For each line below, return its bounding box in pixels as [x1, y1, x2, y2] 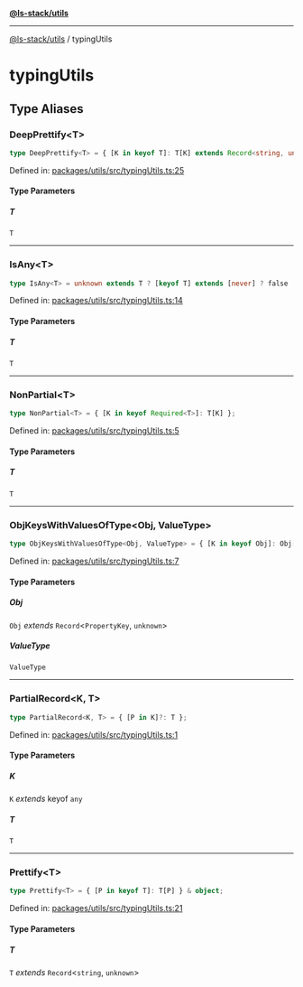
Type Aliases [9, 101, 84, 116]
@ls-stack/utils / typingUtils [9, 33, 113, 44]
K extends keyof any [9, 794, 83, 805]
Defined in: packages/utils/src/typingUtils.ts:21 [9, 903, 183, 914]
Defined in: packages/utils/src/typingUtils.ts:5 [9, 425, 180, 436]
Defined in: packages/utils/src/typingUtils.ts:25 [9, 164, 185, 175]
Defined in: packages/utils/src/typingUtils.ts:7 [9, 555, 179, 566]
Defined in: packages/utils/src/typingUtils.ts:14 [9, 295, 183, 306]
